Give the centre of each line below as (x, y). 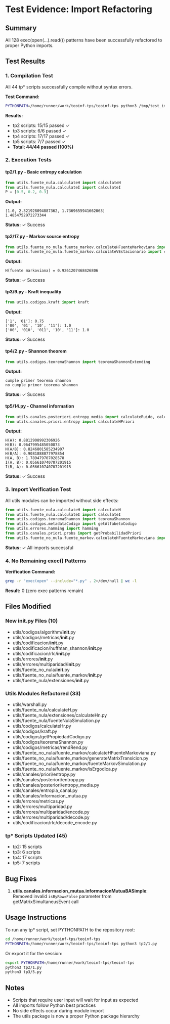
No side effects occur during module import (58, 1011)
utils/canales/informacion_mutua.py (50, 795)
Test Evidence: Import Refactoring (79, 9)
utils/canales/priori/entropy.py (44, 774)
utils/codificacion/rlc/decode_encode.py (55, 822)
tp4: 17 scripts (27, 858)
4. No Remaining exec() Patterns (46, 561)
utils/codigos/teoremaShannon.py (48, 742)
